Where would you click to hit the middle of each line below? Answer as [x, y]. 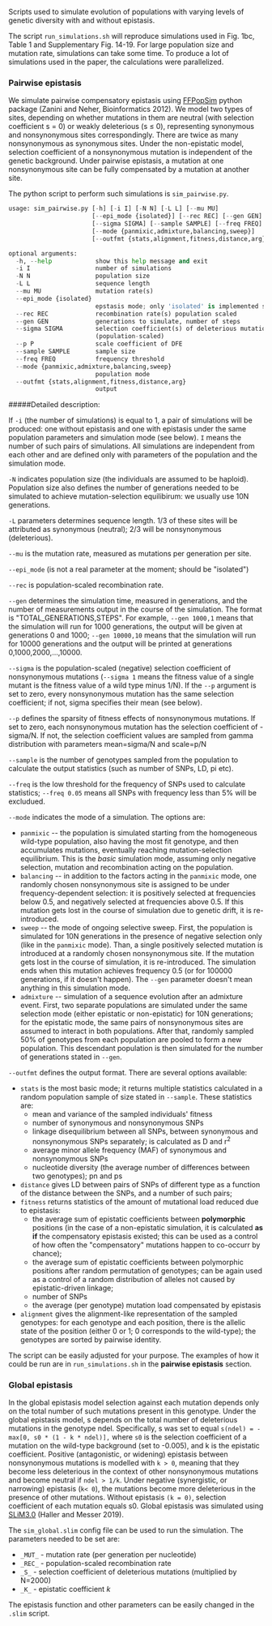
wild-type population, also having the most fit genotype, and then [129, 842]
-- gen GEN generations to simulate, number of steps [128, 321]
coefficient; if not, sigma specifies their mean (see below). [105, 703]
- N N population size [83, 276]
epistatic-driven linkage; [72, 1288]
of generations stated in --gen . [71, 1057]
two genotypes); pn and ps [77, 1176]
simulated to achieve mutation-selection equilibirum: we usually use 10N [129, 496]
